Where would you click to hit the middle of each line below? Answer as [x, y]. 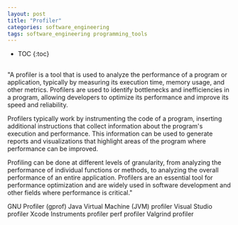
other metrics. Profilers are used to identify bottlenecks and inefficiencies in [118, 89]
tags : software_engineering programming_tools [77, 34]
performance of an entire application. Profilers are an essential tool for [110, 177]
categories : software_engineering [59, 27]
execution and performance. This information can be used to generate [110, 133]
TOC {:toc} [33, 54]
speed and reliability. [38, 104]
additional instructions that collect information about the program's [105, 126]
